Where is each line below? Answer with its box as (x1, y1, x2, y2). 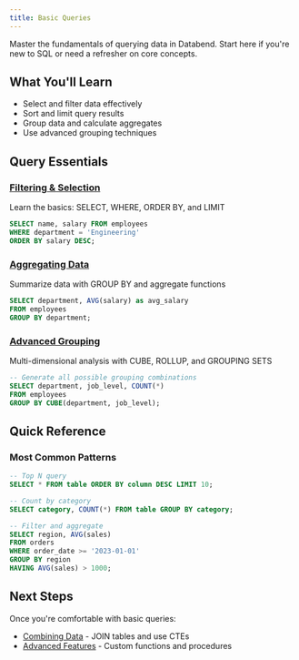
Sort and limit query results (22, 108, 125, 119)
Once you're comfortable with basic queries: (9, 613, 176, 624)
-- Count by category (9, 496, 92, 505)
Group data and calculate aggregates (22, 117, 163, 128)
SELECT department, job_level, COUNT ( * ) (9, 381, 165, 391)
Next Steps (9, 589, 74, 604)
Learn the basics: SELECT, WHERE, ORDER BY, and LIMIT (9, 202, 225, 213)
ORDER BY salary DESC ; (9, 236, 95, 246)
